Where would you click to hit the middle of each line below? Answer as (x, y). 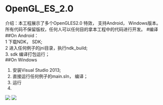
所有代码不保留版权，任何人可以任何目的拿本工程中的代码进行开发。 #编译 (82, 29)
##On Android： (22, 35)
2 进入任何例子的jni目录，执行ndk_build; (46, 48)
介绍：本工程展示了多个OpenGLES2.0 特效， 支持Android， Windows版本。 (83, 23)
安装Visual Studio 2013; (36, 70)
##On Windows (21, 60)
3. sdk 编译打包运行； (27, 54)
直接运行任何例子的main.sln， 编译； (50, 76)
